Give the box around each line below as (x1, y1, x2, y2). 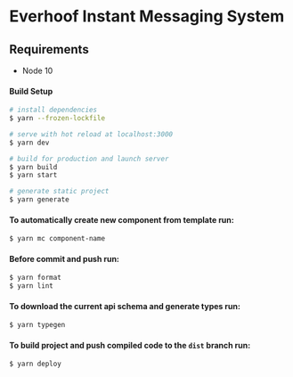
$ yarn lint (9, 282, 53, 291)
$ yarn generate (9, 195, 69, 204)
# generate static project (9, 187, 110, 196)
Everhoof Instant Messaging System (9, 6, 285, 27)
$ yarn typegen (9, 321, 66, 330)
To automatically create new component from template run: (9, 214, 234, 225)
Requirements (9, 42, 89, 57)
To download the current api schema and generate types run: (9, 300, 240, 311)
